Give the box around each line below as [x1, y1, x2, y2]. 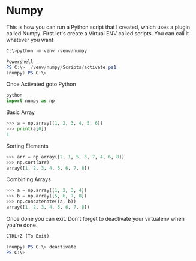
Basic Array [6, 109, 35, 116]
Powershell [6, 58, 34, 65]
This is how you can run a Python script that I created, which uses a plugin [6, 23, 191, 31]
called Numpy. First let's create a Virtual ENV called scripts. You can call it [6, 29, 189, 37]
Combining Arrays [6, 176, 51, 183]
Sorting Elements [6, 142, 49, 149]
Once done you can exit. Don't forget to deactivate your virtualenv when [6, 215, 185, 222]
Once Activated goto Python [6, 80, 76, 88]
